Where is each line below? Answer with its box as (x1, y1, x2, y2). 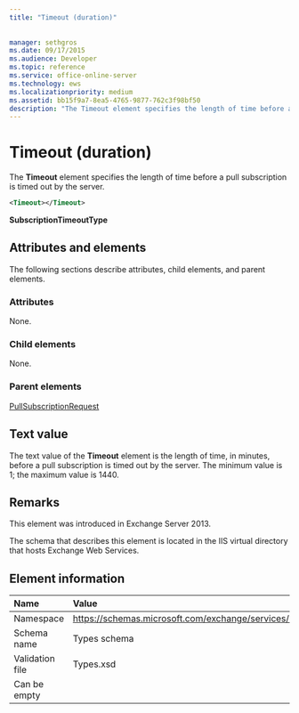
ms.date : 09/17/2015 (9, 46, 86, 55)
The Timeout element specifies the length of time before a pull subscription (9, 172, 287, 182)
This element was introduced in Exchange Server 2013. (9, 518, 212, 530)
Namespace (13, 612, 65, 625)
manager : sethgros (9, 37, 77, 47)
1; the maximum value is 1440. (9, 469, 120, 480)
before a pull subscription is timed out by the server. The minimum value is (9, 459, 283, 470)
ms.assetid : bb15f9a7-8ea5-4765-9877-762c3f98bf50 (9, 95, 201, 105)
